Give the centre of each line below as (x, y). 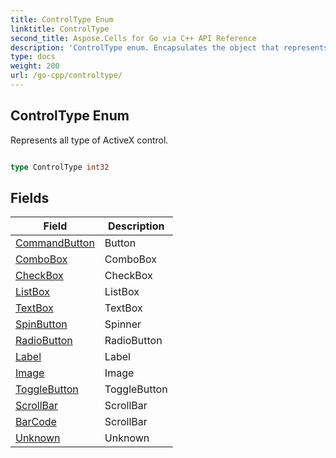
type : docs (33, 57)
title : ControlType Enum (62, 19)
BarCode (36, 422)
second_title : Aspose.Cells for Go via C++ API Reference (133, 38)
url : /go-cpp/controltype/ (66, 76)
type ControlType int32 (60, 167)
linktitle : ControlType (60, 29)
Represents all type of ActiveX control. (89, 140)
